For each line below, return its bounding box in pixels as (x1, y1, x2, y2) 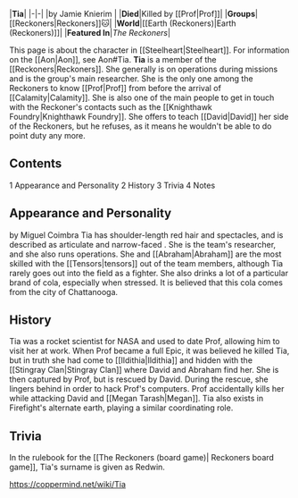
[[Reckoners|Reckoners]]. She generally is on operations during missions (9, 63, 278, 74)
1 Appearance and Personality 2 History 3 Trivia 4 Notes (9, 180, 216, 190)
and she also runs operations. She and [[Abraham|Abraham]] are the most (9, 249, 282, 259)
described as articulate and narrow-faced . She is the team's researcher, (9, 239, 277, 249)
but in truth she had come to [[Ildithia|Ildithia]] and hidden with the (9, 355, 252, 366)
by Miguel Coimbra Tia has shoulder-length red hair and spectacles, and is (9, 229, 284, 241)
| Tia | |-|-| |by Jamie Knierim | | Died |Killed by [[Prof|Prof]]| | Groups (9, 9, 256, 19)
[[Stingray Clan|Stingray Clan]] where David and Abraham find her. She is (9, 365, 279, 376)
